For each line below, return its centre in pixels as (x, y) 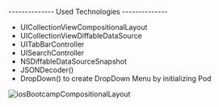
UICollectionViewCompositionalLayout (84, 27)
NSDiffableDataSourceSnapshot (74, 61)
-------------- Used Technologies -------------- (88, 12)
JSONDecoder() (47, 70)
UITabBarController (52, 44)
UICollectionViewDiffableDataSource (81, 36)
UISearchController (52, 53)
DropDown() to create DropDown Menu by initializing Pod (116, 78)
